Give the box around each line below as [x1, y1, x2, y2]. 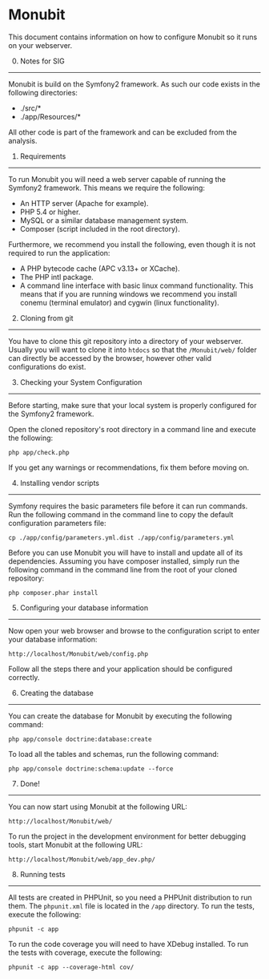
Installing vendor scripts [19, 478, 100, 487]
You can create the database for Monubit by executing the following [8, 711, 232, 721]
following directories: [8, 87, 78, 97]
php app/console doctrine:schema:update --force [8, 764, 174, 773]
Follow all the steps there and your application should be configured [8, 664, 233, 674]
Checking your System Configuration [19, 377, 143, 386]
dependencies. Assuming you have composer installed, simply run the [8, 556, 240, 566]
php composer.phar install [8, 589, 98, 597]
